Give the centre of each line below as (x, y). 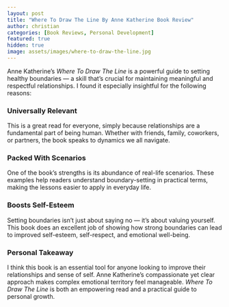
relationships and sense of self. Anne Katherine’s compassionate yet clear (111, 275)
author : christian (33, 26)
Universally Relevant (42, 110)
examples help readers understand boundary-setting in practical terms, (108, 180)
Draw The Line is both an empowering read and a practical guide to (102, 289)
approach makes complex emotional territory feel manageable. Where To (110, 282)
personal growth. (31, 297)
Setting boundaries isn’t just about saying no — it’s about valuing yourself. (111, 220)
